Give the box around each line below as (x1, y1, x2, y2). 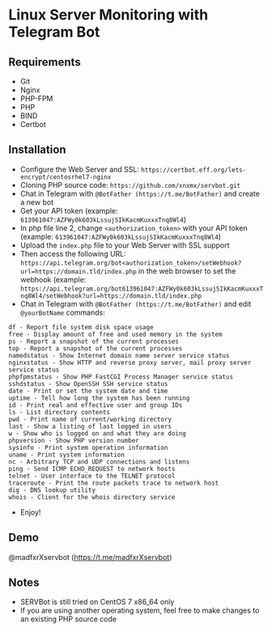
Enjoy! (19, 507, 41, 517)
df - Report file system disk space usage (8, 323, 154, 331)
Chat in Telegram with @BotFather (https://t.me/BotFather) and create (19, 189, 261, 198)
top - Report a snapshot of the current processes (8, 344, 183, 353)
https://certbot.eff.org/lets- (141, 166, 247, 174)
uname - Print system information (8, 451, 125, 459)
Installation (8, 143, 66, 157)
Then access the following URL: (19, 248, 127, 258)
